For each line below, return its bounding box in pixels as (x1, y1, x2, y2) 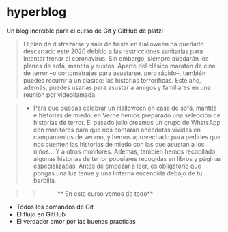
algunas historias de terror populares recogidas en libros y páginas (33, 154, 222, 162)
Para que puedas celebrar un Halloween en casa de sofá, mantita (33, 104, 217, 112)
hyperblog (6, 4, 67, 20)
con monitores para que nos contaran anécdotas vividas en (33, 126, 201, 134)
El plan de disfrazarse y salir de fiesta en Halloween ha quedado (23, 40, 204, 48)
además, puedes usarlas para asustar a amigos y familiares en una (23, 83, 211, 91)
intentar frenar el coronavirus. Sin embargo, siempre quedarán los (23, 54, 209, 62)
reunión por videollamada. (23, 90, 97, 99)
